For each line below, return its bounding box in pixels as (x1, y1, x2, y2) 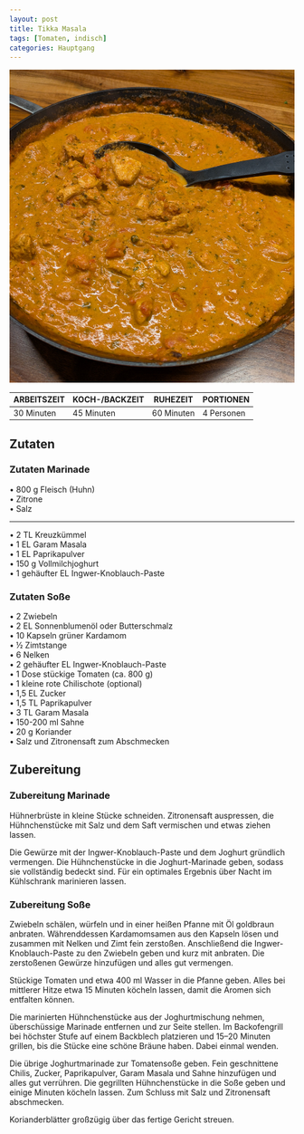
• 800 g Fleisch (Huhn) (9, 484, 95, 495)
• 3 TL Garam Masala (9, 707, 89, 718)
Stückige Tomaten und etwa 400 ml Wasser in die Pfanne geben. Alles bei (9, 975, 286, 986)
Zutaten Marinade (9, 463, 90, 476)
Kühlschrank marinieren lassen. (9, 875, 127, 887)
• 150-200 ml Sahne (9, 716, 84, 728)
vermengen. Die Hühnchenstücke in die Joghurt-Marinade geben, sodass (9, 856, 284, 867)
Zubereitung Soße (9, 898, 91, 910)
